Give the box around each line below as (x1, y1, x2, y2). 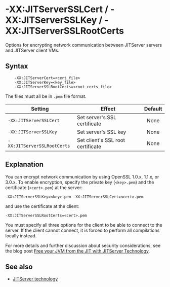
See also (5, 262, 33, 271)
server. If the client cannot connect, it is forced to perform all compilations (5, 227, 160, 233)
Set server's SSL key (76, 128, 126, 135)
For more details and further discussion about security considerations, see (5, 242, 161, 248)
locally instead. (5, 232, 37, 239)
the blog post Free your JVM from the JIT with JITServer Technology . (5, 247, 150, 254)
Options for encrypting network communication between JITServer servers (5, 42, 162, 48)
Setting (31, 105, 49, 112)
